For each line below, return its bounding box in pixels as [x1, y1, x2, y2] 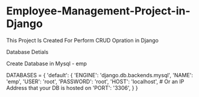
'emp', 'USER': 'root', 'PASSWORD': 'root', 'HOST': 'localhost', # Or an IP [6, 78, 185, 85]
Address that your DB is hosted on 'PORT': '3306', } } [6, 84, 139, 91]
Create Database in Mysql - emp [6, 60, 87, 67]
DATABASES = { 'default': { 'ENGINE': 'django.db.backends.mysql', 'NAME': [6, 71, 194, 78]
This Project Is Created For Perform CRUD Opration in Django [6, 37, 159, 44]
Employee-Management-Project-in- [6, 4, 191, 18]
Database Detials [6, 48, 49, 55]
